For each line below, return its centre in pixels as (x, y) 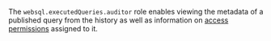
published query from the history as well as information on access (119, 20)
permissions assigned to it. (53, 29)
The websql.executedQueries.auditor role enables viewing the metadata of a (136, 12)
